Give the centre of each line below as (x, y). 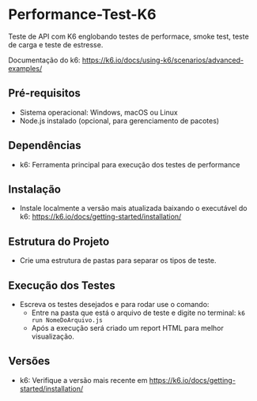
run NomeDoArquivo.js (67, 320)
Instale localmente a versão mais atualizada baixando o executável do (133, 208)
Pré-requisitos (45, 94)
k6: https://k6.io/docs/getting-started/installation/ (100, 217)
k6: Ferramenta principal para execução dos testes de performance (130, 164)
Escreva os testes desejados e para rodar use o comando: (114, 304)
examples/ (25, 68)
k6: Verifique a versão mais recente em (83, 380)
